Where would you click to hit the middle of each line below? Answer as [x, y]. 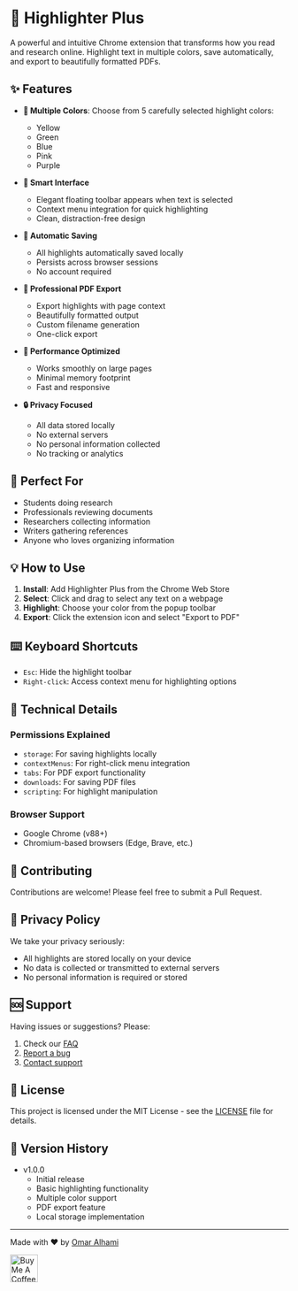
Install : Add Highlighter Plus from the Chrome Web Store [126, 589]
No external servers [72, 434]
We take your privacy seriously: [67, 941]
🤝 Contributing [51, 871]
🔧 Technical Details [64, 709]
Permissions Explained [60, 734]
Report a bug [46, 1053]
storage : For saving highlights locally [90, 753]
